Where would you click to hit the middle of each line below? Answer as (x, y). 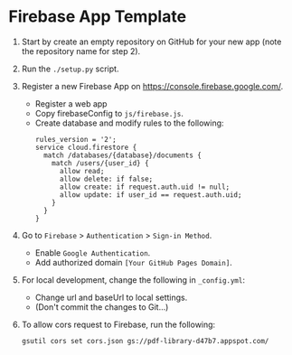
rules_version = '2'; (75, 139)
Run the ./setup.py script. (70, 69)
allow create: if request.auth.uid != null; (145, 187)
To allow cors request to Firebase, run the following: (118, 324)
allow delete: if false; (106, 179)
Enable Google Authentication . (93, 252)
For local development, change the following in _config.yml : (133, 280)
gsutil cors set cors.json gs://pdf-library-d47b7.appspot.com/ (145, 341)
